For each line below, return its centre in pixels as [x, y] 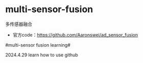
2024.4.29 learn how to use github [42, 55]
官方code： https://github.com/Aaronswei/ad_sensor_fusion [75, 35]
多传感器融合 [19, 24]
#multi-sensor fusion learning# [38, 45]
